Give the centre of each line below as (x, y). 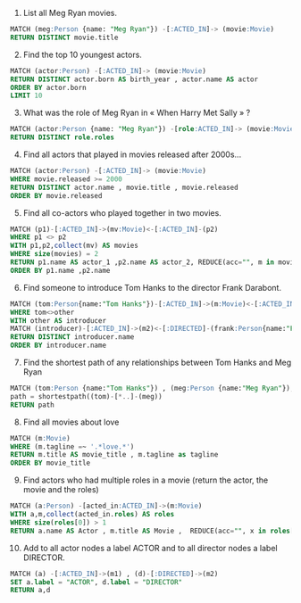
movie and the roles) (61, 490)
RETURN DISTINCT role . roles (63, 137)
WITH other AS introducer (58, 320)
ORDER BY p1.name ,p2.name (60, 270)
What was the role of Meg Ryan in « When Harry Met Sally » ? (137, 113)
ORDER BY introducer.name (58, 346)
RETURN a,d (30, 591)
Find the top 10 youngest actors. (82, 54)
